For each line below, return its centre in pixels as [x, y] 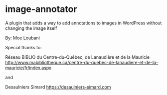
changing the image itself [31, 28]
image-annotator [41, 9]
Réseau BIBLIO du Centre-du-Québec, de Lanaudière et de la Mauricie [78, 57]
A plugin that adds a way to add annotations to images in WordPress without [83, 23]
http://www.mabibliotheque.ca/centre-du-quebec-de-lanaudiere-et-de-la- [82, 62]
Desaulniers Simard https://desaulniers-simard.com [58, 87]
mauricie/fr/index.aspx [28, 68]
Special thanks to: [24, 47]
